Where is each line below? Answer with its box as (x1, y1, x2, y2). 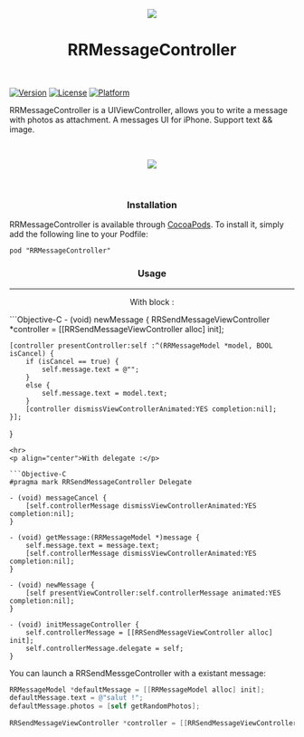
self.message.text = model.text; (42, 388, 168, 397)
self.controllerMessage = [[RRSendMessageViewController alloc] (25, 627, 273, 637)
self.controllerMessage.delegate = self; (25, 644, 184, 653)
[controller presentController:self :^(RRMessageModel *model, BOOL (9, 340, 273, 350)
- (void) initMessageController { (9, 620, 140, 629)
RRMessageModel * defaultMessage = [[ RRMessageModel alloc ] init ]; (9, 684, 265, 694)
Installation (126, 198, 178, 211)
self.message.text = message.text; (25, 541, 160, 550)
